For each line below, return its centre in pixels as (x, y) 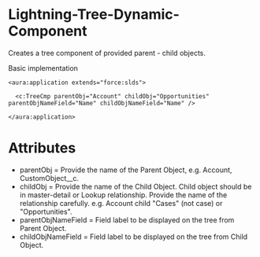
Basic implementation (43, 68)
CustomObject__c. (49, 178)
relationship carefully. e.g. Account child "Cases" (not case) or (121, 203)
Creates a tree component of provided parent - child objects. (107, 53)
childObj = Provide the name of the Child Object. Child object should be (136, 186)
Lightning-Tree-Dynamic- (94, 15)
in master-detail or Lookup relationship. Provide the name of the (123, 195)
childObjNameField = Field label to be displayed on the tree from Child (134, 237)
